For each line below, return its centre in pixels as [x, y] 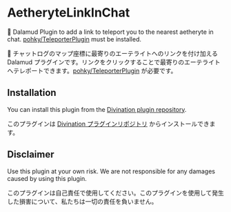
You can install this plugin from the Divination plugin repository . [97, 109]
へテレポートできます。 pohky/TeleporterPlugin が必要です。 [92, 70]
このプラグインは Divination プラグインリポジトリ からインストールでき [109, 124]
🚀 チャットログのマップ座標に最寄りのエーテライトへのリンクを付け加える [113, 53]
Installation [32, 93]
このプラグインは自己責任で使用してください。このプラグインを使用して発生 [115, 193]
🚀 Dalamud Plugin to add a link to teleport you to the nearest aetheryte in [110, 32]
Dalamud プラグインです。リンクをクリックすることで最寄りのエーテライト [114, 62]
